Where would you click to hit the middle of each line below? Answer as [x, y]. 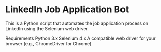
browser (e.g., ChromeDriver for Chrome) [48, 43]
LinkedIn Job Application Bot [67, 9]
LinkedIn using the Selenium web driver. [47, 28]
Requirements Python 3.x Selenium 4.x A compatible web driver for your [80, 38]
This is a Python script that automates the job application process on [77, 23]
